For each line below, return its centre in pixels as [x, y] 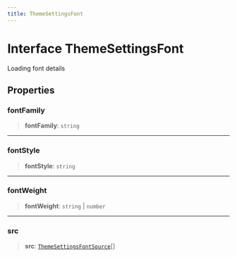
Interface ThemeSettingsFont [96, 48]
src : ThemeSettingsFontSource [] [70, 246]
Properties [31, 90]
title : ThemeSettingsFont [45, 14]
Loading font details [36, 68]
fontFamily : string [52, 126]
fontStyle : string [50, 165]
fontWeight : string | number [65, 206]
